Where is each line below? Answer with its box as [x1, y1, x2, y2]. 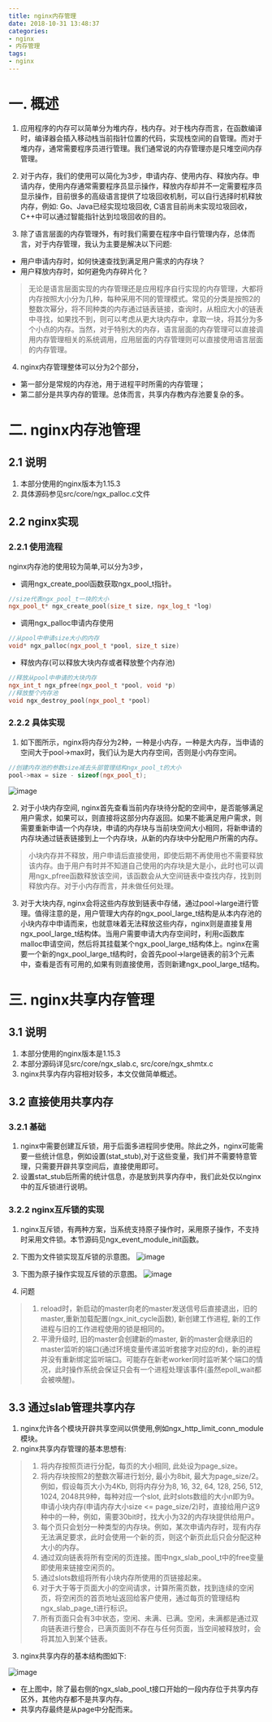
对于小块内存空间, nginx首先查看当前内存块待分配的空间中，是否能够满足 [19, 802, 264, 813]
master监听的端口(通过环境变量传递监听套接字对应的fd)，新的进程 [40, 1344, 261, 1354]
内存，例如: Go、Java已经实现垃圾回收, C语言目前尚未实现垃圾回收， [19, 201, 252, 211]
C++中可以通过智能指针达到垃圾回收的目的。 [19, 211, 171, 221]
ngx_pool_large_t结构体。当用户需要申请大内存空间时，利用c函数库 [19, 928, 245, 939]
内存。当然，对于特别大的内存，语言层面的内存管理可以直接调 [56, 324, 264, 334]
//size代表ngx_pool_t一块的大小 [8, 595, 110, 603]
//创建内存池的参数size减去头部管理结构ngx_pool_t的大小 [8, 763, 182, 772]
